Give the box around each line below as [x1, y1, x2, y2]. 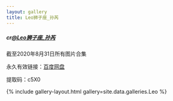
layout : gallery [6, 8, 47, 15]
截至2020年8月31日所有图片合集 [6, 50, 86, 57]
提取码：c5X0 [6, 76, 41, 83]
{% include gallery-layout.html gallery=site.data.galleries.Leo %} [6, 88, 168, 96]
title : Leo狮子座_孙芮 [6, 15, 59, 21]
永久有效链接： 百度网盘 [6, 63, 65, 70]
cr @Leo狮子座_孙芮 [6, 34, 56, 41]
